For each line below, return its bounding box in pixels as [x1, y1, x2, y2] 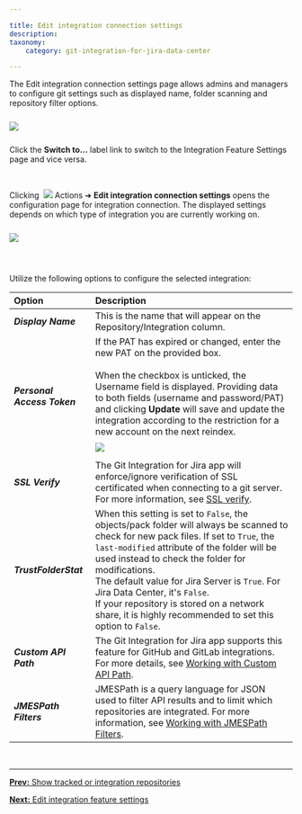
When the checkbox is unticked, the [94, 370, 247, 382]
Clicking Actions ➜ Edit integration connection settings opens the [9, 190, 271, 201]
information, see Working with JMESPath [94, 717, 268, 729]
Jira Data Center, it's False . [94, 586, 209, 599]
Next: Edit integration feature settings [9, 794, 149, 805]
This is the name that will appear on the [94, 309, 262, 322]
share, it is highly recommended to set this [94, 609, 274, 622]
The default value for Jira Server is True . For [94, 575, 281, 587]
